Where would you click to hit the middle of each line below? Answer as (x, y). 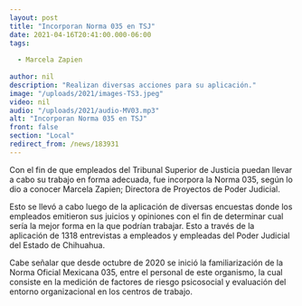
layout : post (34, 18)
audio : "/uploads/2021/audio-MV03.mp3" (85, 110)
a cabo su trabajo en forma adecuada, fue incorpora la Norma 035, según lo (151, 179)
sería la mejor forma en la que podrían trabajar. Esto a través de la (132, 225)
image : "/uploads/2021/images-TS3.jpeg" (87, 93)
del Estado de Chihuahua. (57, 244)
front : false (34, 128)
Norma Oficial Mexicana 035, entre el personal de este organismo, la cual (146, 272)
